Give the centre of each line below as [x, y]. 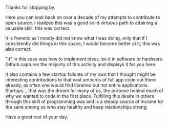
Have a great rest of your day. [37, 117]
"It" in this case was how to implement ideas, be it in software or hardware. [84, 59]
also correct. [19, 49]
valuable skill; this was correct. [38, 28]
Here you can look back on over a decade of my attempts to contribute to [83, 17]
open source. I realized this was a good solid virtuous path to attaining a [81, 23]
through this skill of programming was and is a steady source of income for [84, 101]
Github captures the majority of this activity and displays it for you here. [81, 64]
